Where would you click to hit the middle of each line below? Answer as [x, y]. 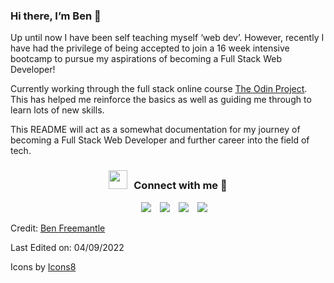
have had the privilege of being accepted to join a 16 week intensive [150, 48]
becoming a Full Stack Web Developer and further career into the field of [160, 140]
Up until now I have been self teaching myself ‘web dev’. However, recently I [167, 38]
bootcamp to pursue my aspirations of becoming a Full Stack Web [146, 59]
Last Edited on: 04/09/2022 [67, 247]
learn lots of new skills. [57, 110]
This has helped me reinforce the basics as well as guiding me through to [161, 100]
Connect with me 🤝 [180, 186]
